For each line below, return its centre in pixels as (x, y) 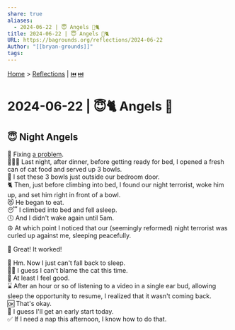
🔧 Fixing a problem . (35, 154)
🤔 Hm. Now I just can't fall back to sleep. (67, 263)
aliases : (20, 20)
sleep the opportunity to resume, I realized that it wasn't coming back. (110, 296)
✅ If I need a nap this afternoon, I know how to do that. (87, 319)
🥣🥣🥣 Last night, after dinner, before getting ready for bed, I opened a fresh (116, 161)
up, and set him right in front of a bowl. (64, 194)
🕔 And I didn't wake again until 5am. (61, 218)
